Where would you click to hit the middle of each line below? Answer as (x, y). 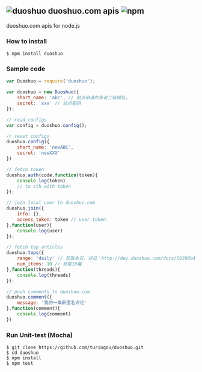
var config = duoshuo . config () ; (47, 125)
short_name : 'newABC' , (45, 147)
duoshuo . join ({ (25, 208)
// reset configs (28, 136)
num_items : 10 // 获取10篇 (50, 264)
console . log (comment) (44, 314)
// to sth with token (44, 186)
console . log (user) (40, 231)
